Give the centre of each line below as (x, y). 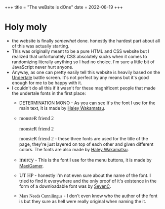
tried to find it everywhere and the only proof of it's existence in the (88, 181)
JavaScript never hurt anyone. (42, 67)
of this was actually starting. (41, 46)
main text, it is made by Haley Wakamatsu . (62, 108)
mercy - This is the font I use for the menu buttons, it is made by (85, 159)
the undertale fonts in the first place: (49, 93)
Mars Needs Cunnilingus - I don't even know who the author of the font (88, 196)
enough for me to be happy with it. (47, 83)
